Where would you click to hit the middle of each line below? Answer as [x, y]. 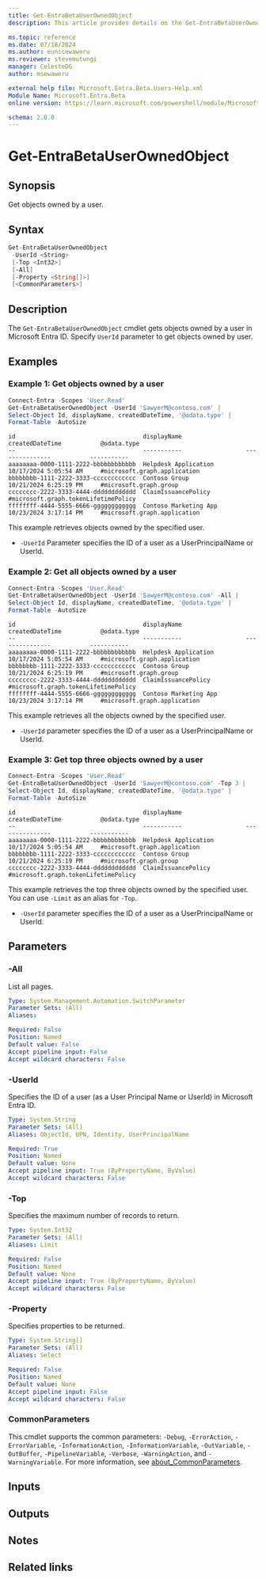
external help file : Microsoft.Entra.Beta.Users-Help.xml [106, 88]
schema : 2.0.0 [32, 117]
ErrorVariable [32, 1445]
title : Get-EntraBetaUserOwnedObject [70, 15]
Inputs [25, 1487]
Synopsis [32, 186]
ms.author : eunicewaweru [49, 52]
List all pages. [31, 986]
